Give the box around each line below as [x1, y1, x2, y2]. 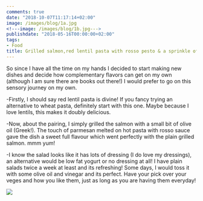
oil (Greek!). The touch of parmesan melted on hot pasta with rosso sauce [6, 126, 190, 133]
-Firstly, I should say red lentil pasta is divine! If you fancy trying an [6, 95, 173, 103]
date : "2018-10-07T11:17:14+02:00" [6, 14, 96, 21]
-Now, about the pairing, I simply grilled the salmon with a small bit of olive [6, 120, 192, 127]
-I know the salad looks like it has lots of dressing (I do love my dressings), [6, 151, 192, 158]
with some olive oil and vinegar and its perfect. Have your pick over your [6, 170, 187, 177]
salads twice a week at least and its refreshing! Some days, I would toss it [6, 164, 190, 171]
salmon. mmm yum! [6, 139, 56, 147]
